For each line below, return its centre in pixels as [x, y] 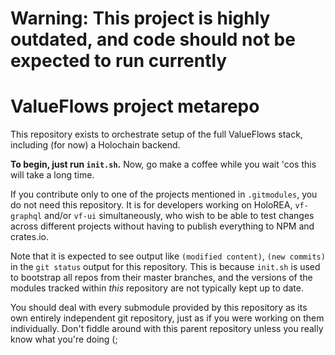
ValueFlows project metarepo [135, 106]
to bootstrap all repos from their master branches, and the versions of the [161, 278]
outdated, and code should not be [153, 39]
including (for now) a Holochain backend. [95, 145]
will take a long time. [52, 175]
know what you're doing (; [64, 339]
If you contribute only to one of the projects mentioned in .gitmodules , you [164, 194]
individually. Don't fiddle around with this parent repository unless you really [167, 329]
